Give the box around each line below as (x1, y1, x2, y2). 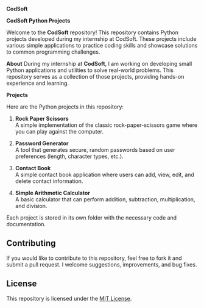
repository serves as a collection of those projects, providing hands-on (6, 73, 185, 80)
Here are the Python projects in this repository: (6, 103, 124, 110)
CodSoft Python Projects (6, 17, 71, 24)
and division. (15, 202, 47, 209)
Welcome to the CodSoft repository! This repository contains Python (6, 29, 178, 36)
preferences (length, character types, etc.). (15, 152, 124, 160)
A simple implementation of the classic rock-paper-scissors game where (15, 121, 198, 129)
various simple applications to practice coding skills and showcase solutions (6, 42, 198, 49)
